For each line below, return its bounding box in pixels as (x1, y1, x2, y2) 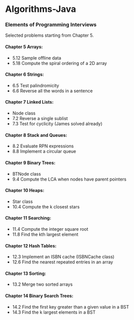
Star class (12, 198, 33, 204)
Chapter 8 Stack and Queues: (5, 132, 67, 138)
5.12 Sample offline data (12, 55, 62, 61)
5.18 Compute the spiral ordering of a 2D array (12, 60, 107, 66)
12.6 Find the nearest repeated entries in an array (12, 259, 113, 265)
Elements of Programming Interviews (5, 21, 97, 28)
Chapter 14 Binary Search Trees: (5, 293, 73, 299)
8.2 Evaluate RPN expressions (12, 143, 74, 149)
